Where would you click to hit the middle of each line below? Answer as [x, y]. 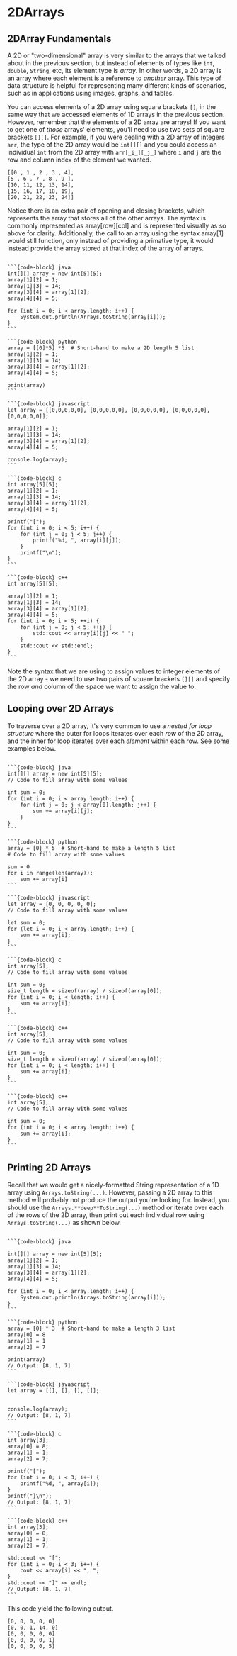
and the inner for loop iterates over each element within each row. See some [118, 741]
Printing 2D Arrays [49, 1168]
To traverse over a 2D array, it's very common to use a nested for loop [110, 726]
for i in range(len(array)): [50, 873]
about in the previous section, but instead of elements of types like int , [111, 63]
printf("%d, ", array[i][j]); [77, 540]
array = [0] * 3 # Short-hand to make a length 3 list [91, 1328]
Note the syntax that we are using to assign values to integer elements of [114, 671]
